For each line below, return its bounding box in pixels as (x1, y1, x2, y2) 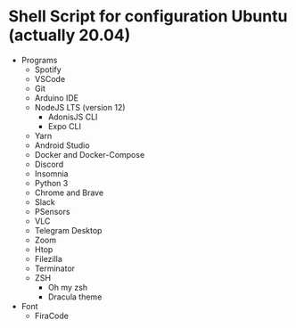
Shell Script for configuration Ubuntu (8, 6, 288, 27)
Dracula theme (47, 291, 103, 302)
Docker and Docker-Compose (34, 149, 145, 160)
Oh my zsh (47, 282, 88, 292)
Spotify (34, 64, 62, 75)
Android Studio (34, 140, 90, 151)
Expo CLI (47, 120, 82, 131)
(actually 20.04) (8, 25, 131, 45)
